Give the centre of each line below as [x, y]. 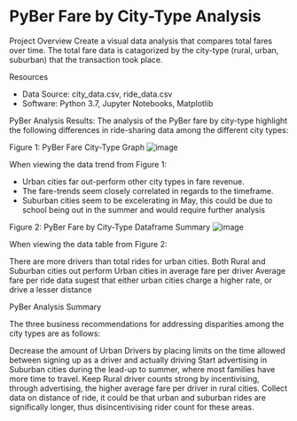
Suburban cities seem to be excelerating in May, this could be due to [147, 200]
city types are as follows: [55, 333]
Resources [29, 76]
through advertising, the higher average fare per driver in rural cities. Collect [148, 388]
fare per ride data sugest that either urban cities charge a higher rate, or [141, 280]
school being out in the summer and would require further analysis [144, 209]
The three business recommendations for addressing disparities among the [147, 324]
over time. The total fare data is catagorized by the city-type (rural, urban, [144, 50]
